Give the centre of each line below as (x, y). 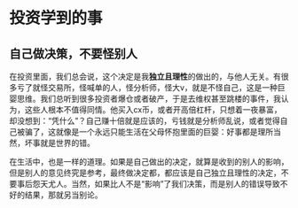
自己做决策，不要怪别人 (73, 54)
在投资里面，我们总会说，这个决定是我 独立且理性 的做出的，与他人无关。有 (145, 77)
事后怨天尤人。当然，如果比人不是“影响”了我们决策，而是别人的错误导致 (149, 184)
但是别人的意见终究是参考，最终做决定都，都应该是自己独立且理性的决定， (145, 173)
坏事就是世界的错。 (59, 143)
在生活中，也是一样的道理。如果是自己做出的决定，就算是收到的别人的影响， (149, 162)
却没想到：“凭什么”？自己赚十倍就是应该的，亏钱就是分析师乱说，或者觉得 (145, 121)
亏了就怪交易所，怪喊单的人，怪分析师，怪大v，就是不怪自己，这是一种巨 (151, 88)
